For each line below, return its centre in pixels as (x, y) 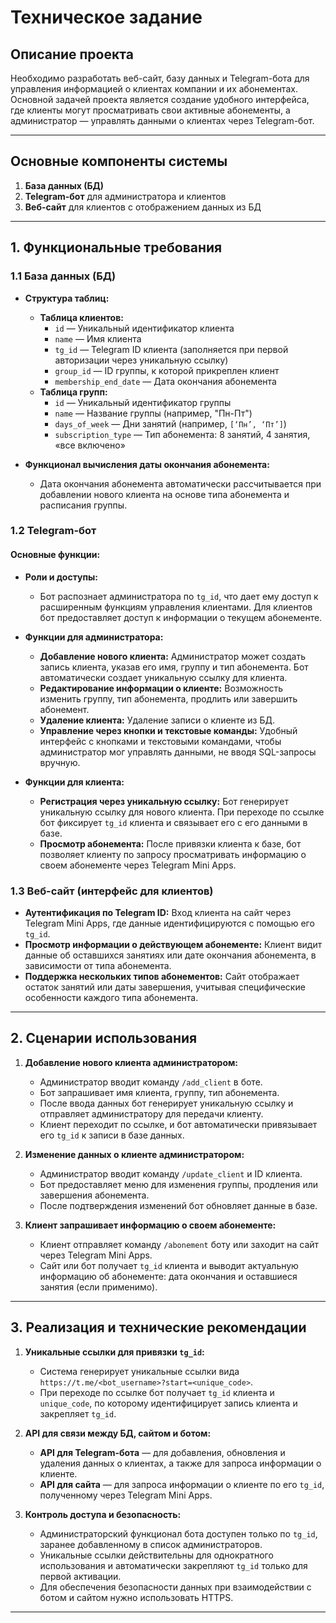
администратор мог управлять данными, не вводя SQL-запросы (178, 752)
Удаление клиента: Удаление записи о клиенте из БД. (157, 720)
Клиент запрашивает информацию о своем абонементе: (150, 1225)
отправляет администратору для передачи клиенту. (151, 1113)
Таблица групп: (73, 392)
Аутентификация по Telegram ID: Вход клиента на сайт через (158, 912)
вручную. (60, 762)
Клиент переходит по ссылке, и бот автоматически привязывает (178, 1124)
